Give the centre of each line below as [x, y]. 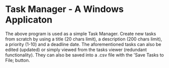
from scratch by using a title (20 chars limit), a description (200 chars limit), [84, 39]
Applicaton [29, 20]
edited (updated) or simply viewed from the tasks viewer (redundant [76, 49]
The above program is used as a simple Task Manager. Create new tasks [81, 33]
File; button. [18, 60]
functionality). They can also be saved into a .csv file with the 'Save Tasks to [84, 55]
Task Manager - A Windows [65, 9]
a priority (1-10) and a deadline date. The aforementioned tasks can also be [83, 44]
